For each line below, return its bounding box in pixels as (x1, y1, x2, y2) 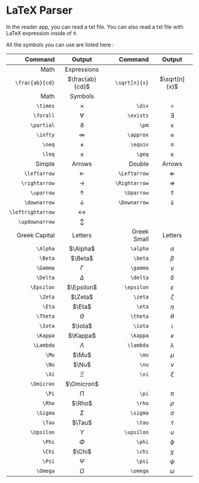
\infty (36, 131, 55, 138)
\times (36, 102, 55, 109)
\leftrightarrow (9, 209, 55, 215)
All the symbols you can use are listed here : (6, 41, 114, 48)
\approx (127, 131, 149, 138)
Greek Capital (17, 231, 55, 239)
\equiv (130, 141, 149, 148)
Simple (35, 159, 55, 168)
